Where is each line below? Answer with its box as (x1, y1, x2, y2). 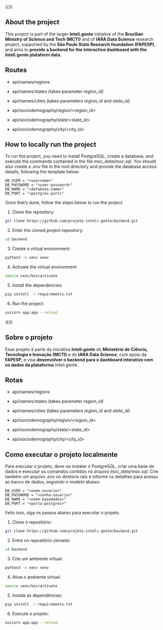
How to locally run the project (5, 141, 96, 149)
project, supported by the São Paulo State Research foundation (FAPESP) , (5, 41, 156, 47)
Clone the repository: (12, 209, 55, 215)
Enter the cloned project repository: (12, 228, 84, 233)
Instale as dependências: (12, 592, 62, 598)
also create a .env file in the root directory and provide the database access (5, 164, 157, 169)
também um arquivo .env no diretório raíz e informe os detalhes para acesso (5, 474, 158, 480)
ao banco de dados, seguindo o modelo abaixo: (5, 479, 101, 485)
